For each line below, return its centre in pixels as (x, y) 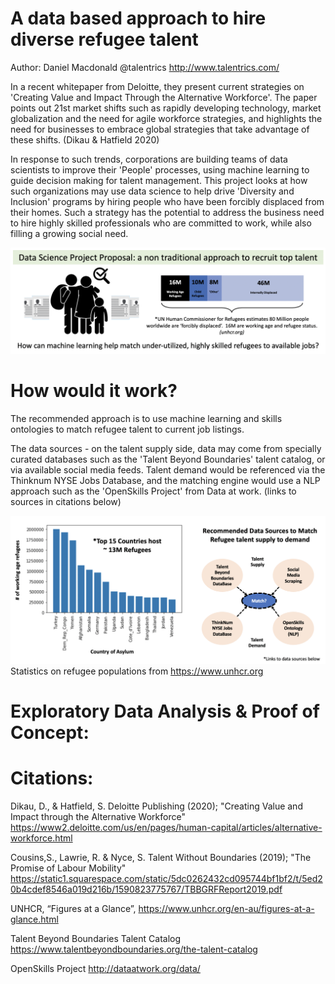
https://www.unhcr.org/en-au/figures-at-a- (226, 909)
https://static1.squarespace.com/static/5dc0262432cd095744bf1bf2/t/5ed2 (166, 879)
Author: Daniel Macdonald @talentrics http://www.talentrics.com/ (145, 67)
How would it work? (94, 391)
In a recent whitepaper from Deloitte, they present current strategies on (157, 86)
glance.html (34, 919)
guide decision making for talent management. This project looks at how (159, 180)
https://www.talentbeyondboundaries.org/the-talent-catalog (134, 949)
